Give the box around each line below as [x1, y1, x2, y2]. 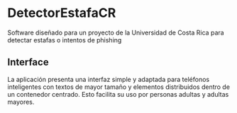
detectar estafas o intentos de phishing [7, 35, 122, 44]
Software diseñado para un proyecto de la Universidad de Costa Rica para [7, 28, 225, 37]
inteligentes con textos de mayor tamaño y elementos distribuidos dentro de [7, 83, 231, 91]
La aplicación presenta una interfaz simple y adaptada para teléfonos [7, 75, 210, 83]
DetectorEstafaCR [7, 5, 116, 21]
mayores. [7, 97, 35, 106]
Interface [7, 56, 49, 69]
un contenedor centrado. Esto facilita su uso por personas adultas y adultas [7, 90, 229, 98]
